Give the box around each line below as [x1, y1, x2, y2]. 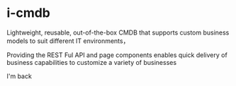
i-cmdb [6, 5, 51, 21]
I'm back [6, 72, 33, 80]
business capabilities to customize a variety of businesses [6, 58, 177, 66]
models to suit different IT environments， [6, 37, 130, 45]
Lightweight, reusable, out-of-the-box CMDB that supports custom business [6, 28, 230, 37]
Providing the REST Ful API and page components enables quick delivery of [6, 51, 227, 59]
